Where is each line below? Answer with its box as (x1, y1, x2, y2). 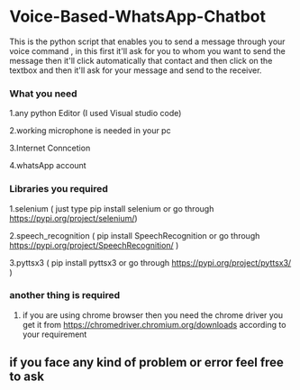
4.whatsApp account (9, 160, 87, 171)
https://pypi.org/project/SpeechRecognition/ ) (9, 240, 179, 250)
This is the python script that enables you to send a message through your (9, 36, 286, 47)
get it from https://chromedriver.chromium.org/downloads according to (22, 319, 286, 330)
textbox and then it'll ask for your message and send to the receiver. (9, 65, 262, 76)
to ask (9, 369, 45, 385)
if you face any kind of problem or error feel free (9, 355, 284, 370)
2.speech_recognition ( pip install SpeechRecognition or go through (9, 230, 260, 240)
